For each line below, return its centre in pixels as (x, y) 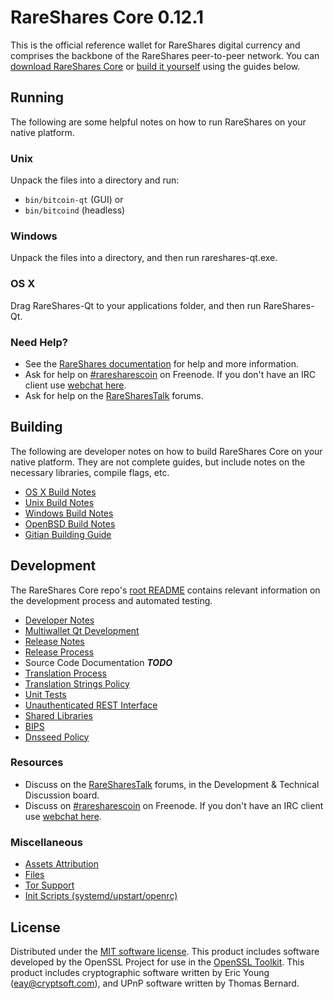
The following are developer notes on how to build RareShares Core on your (166, 451)
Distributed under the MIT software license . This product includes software (165, 951)
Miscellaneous (46, 842)
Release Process (59, 652)
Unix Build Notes (59, 502)
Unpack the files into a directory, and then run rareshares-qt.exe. (144, 258)
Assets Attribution (61, 864)
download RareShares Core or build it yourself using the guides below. (155, 66)
